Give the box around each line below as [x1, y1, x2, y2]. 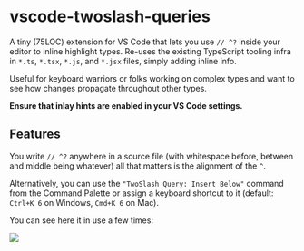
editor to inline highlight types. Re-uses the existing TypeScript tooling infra [9, 45, 292, 56]
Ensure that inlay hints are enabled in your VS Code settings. [9, 100, 243, 111]
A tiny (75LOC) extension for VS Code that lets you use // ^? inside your [9, 36, 281, 47]
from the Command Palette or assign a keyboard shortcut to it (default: [9, 188, 274, 198]
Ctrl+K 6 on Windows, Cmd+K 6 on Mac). [9, 197, 159, 208]
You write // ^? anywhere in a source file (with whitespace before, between [9, 150, 293, 161]
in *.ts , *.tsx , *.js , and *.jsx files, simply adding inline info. [9, 55, 238, 66]
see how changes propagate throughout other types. [9, 82, 207, 93]
